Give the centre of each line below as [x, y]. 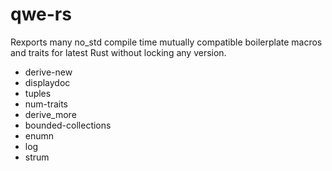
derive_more [50, 114]
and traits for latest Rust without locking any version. [118, 52]
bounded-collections [68, 125]
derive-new [48, 72]
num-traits [46, 104]
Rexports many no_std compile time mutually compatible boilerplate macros [166, 42]
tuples [38, 93]
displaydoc [47, 82]
